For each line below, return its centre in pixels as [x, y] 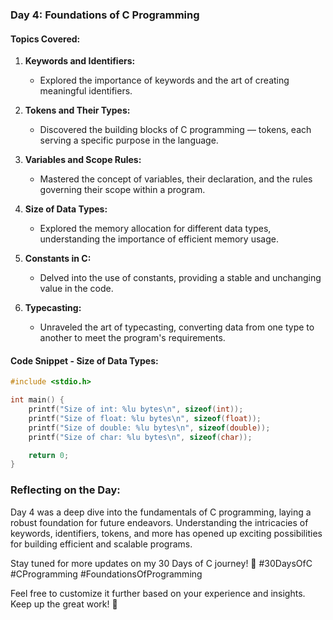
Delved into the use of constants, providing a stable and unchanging [180, 278]
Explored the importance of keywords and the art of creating [164, 80]
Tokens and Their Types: [77, 110]
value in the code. [76, 289]
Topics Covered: [45, 39]
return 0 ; [49, 455]
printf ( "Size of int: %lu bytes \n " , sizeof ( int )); [136, 409]
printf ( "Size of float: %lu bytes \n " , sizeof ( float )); [145, 418]
